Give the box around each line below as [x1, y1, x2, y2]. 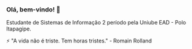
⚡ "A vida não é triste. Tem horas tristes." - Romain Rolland [6, 37, 152, 44]
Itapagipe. [6, 25, 31, 32]
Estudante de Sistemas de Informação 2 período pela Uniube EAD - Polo [6, 19, 187, 26]
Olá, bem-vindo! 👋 [6, 5, 60, 14]
